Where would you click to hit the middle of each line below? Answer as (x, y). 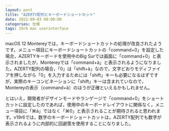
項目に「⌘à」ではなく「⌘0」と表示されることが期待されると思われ (85, 111)
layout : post (19, 10)
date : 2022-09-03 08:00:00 (34, 19)
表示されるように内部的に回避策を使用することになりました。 (69, 123)
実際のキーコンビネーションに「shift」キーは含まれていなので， (80, 82)
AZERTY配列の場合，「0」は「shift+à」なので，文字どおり (74, 69)
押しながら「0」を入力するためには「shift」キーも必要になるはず (82, 75)
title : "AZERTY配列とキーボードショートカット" (50, 15)
